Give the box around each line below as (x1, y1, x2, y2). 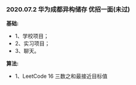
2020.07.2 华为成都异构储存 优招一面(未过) (6, 5, 131, 13)
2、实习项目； (14, 40, 50, 47)
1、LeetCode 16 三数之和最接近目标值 (14, 73, 108, 80)
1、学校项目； (14, 33, 49, 40)
